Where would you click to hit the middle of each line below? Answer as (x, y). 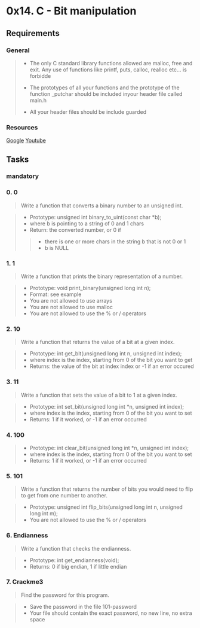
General (18, 50)
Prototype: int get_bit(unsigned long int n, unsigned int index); (106, 354)
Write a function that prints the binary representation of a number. (102, 276)
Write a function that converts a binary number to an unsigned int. (102, 206)
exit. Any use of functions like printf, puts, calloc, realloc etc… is (108, 70)
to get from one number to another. (64, 496)
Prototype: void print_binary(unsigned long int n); (90, 288)
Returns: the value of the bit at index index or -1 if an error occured (112, 366)
